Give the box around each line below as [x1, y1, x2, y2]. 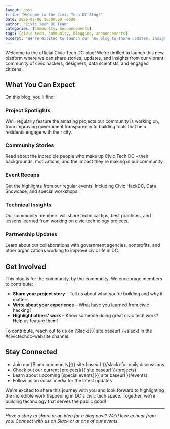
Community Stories [5, 142, 54, 149]
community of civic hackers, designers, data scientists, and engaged [5, 60, 149, 67]
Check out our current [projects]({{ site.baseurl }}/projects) [12, 367, 137, 373]
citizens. [5, 65, 23, 72]
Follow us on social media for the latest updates [12, 377, 112, 383]
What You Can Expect [5, 81, 75, 89]
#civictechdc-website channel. [5, 333, 70, 339]
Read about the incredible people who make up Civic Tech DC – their [5, 153, 149, 159]
